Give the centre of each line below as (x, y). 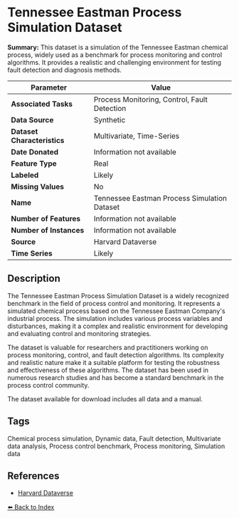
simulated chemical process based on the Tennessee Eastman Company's (116, 311)
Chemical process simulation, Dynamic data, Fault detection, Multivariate (114, 438)
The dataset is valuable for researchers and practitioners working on (108, 347)
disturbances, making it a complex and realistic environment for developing (118, 326)
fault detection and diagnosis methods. (65, 70)
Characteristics (38, 140)
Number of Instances (48, 230)
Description (34, 279)
